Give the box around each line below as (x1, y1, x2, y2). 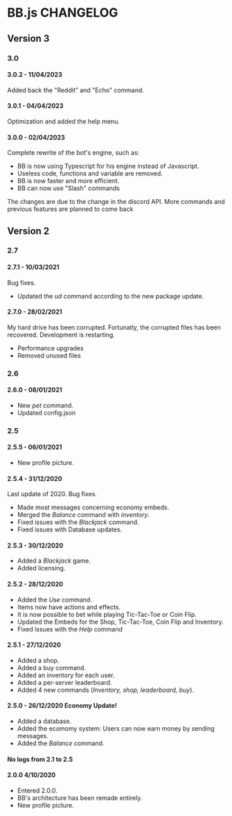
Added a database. (17, 717, 72, 726)
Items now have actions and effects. (17, 602, 121, 611)
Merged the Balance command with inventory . (17, 511, 150, 519)
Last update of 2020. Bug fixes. (7, 490, 97, 498)
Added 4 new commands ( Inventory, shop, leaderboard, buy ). (17, 686, 195, 694)
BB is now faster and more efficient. (17, 177, 120, 185)
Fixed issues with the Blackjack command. (17, 518, 140, 527)
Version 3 (7, 33, 50, 44)
